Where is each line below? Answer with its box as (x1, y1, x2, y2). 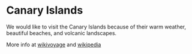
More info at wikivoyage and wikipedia (6, 41, 101, 48)
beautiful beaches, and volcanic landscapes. (6, 29, 117, 36)
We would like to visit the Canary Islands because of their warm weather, (6, 23, 187, 30)
